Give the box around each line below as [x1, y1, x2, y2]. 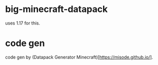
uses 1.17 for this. [5, 20, 40, 26]
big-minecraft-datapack [5, 3, 108, 15]
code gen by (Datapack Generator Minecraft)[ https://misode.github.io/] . [5, 54, 153, 60]
